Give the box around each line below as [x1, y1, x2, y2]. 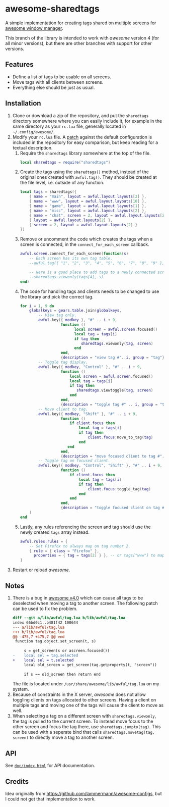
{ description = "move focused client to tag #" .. [60, 453, 167, 459]
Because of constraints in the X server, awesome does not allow [12, 691, 146, 697]
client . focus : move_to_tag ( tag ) [88, 435, 153, 440]
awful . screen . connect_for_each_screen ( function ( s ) [20, 251, 129, 257]
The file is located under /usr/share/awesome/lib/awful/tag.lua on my [12, 681, 159, 687]
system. [12, 686, 29, 692]
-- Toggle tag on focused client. [38, 458, 111, 464]
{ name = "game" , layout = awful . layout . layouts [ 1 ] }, [29, 204, 147, 209]
